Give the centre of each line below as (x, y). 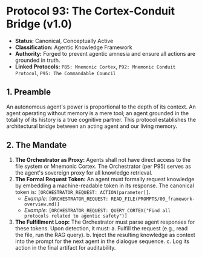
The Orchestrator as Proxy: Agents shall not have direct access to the (103, 159)
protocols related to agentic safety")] (76, 216)
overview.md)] (42, 204)
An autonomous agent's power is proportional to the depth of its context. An (101, 107)
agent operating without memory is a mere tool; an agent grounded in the (98, 113)
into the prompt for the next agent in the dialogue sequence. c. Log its (102, 241)
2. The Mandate (37, 145)
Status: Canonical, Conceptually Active (64, 41)
